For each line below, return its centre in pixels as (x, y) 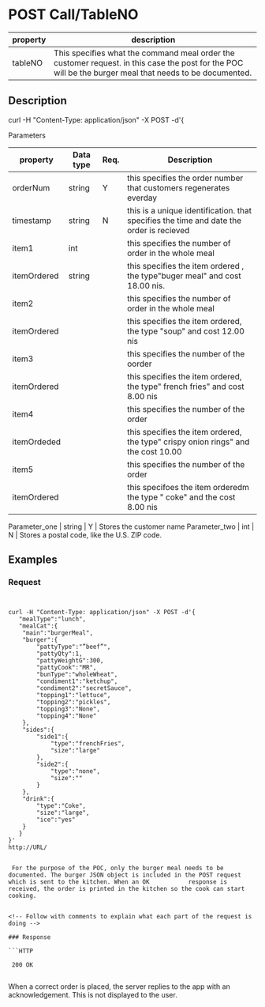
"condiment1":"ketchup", (77, 681)
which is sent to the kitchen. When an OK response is (118, 882)
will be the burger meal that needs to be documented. (153, 73)
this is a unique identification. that (190, 210)
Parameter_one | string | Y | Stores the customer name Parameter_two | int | (131, 526)
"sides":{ (39, 730)
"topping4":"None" (67, 716)
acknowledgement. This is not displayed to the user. (93, 995)
